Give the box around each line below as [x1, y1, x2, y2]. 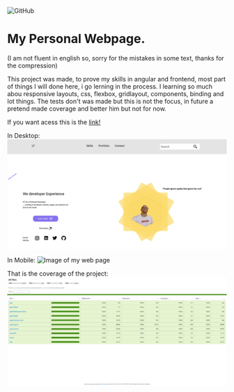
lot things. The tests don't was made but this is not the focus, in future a [7, 97, 214, 105]
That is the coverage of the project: [7, 269, 109, 278]
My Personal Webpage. [7, 31, 146, 47]
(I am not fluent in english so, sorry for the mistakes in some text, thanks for [7, 54, 224, 62]
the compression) [7, 61, 58, 70]
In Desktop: [7, 131, 40, 139]
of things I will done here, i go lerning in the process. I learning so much [7, 82, 213, 91]
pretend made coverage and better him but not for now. [7, 104, 167, 113]
